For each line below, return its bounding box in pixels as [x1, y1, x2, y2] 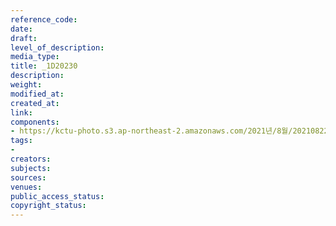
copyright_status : [10, 201, 87, 211]
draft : [10, 33, 38, 43]
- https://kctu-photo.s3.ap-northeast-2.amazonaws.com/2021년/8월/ [10, 126, 293, 136]
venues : [10, 182, 43, 192]
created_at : [10, 98, 60, 108]
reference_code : [10, 14, 78, 25]
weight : [10, 80, 43, 90]
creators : [10, 154, 52, 164]
